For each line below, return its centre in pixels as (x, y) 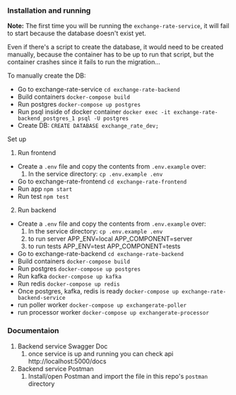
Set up (17, 139)
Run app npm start (45, 189)
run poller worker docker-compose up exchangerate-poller (102, 305)
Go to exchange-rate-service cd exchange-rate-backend (99, 90)
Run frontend (37, 153)
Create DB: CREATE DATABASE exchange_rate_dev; (88, 126)
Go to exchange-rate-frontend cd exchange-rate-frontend (102, 181)
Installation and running (49, 11)
